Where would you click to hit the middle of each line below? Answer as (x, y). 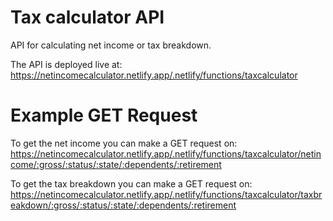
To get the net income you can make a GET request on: (124, 143)
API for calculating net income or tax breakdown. (111, 45)
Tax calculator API (87, 17)
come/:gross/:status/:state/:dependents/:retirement (116, 164)
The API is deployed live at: (66, 64)
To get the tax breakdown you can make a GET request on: (131, 183)
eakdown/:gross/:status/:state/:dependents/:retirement (123, 205)
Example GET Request (104, 115)
